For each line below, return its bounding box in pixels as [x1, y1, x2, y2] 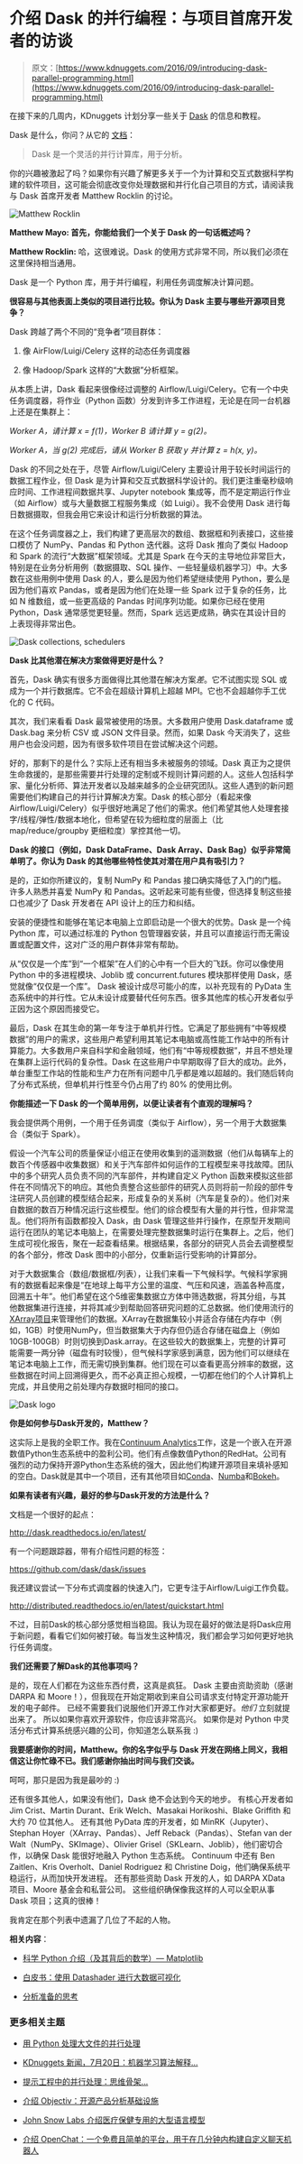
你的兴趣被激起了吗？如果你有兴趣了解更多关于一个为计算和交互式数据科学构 [9, 168, 294, 179]
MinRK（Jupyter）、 [200, 1816, 273, 1827]
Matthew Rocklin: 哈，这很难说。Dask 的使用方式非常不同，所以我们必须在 [9, 245, 289, 257]
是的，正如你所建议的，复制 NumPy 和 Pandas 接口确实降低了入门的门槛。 [9, 874, 287, 885]
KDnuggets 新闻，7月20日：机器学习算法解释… [22, 2058, 198, 2068]
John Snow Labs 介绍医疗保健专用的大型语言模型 [22, 2114, 206, 2125]
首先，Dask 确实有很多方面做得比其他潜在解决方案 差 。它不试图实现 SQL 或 [9, 674, 288, 685]
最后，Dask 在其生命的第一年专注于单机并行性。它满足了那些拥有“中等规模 [9, 1022, 287, 1033]
